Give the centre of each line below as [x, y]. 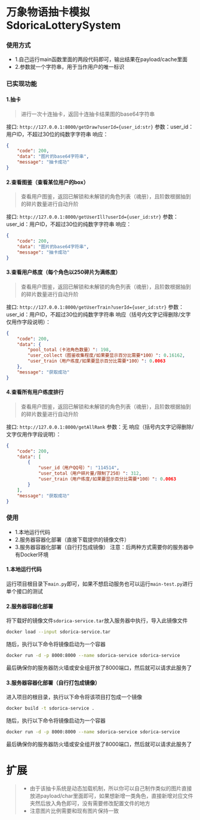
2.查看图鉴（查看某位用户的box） [47, 182]
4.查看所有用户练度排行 [35, 392]
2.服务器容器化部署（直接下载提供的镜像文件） [72, 539]
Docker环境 [34, 554]
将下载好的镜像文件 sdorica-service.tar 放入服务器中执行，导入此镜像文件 [97, 620]
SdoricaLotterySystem [64, 25]
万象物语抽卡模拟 [48, 12]
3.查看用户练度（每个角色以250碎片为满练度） [64, 272]
